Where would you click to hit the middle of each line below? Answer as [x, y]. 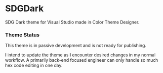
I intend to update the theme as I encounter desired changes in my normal [80, 55]
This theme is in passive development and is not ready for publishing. [76, 46]
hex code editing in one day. [34, 65]
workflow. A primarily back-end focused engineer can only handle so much [81, 60]
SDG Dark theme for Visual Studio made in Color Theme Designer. [72, 22]
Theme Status [22, 35]
